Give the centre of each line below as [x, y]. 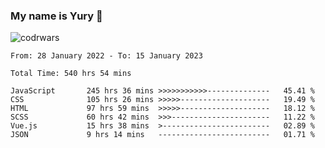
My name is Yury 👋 [56, 16]
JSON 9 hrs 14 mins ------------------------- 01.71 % [162, 135]
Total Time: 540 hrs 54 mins [71, 74]
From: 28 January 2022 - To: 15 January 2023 [106, 56]
